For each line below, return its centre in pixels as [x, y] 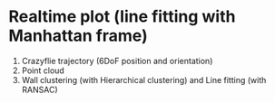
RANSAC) [39, 89]
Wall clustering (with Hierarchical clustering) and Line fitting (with [144, 80]
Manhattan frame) [78, 36]
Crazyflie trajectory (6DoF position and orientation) [117, 61]
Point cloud [43, 70]
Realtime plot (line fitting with [122, 17]
